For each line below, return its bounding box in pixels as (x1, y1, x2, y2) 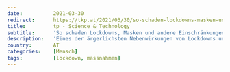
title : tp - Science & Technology (7, 23, 130, 29)
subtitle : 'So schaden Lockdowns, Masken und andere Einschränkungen (7, 29, 225, 36)
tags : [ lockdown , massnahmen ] (7, 55, 121, 62)
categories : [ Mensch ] (7, 49, 78, 56)
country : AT (7, 42, 60, 49)
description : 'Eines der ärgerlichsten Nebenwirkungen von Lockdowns (7, 36, 216, 43)
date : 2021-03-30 (7, 10, 84, 17)
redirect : (7, 16, 36, 23)
